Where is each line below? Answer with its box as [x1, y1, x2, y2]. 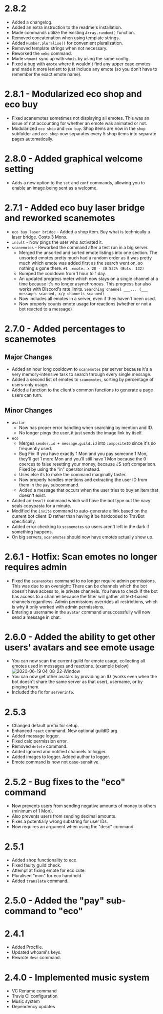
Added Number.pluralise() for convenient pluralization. [11, 40, 123, 46]
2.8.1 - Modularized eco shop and [4, 89, 142, 100]
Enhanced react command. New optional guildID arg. [11, 728, 119, 734]
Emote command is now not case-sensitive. [11, 759, 100, 765]
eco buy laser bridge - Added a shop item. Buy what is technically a [11, 228, 150, 234]
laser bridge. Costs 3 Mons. [11, 234, 68, 240]
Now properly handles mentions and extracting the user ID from [19, 477, 147, 482]
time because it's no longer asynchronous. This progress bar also [19, 280, 151, 287]
